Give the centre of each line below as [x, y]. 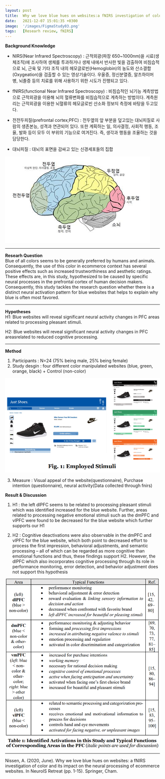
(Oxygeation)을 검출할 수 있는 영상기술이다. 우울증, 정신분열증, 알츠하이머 [83, 74]
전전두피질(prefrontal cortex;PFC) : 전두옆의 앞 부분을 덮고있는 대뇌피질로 [83, 120]
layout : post [18, 10]
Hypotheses [18, 312]
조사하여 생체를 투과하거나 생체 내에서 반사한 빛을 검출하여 [87, 62]
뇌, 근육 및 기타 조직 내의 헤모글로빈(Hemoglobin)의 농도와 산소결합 [86, 69]
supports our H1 [28, 525]
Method [13, 351]
